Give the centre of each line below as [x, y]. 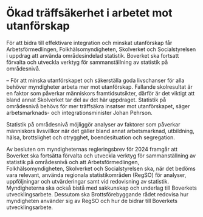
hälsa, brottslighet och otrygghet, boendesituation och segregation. [91, 137]
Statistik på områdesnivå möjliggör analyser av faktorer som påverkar [93, 124]
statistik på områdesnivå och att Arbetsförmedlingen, [73, 162]
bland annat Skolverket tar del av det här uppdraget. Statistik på [86, 100]
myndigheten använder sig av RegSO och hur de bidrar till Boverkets [92, 201]
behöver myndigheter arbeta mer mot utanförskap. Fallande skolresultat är [99, 87]
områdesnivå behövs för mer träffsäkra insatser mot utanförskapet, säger [98, 106]
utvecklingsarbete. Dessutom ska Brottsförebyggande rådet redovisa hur [98, 194]
